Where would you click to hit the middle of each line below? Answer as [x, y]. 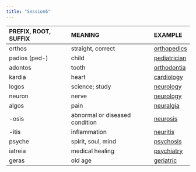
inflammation [89, 132]
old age [81, 160]
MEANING [85, 35]
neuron [19, 96]
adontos [20, 67]
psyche [19, 141]
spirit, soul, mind [94, 141]
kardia [17, 77]
